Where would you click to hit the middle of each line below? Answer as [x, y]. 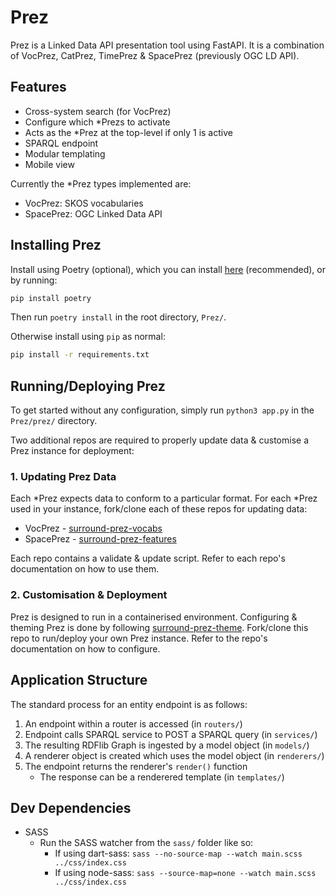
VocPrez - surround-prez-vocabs [93, 528]
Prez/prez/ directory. [54, 421]
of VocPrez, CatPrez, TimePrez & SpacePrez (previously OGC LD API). [155, 55]
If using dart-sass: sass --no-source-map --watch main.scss [178, 853]
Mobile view [49, 164]
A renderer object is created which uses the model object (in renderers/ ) [174, 755]
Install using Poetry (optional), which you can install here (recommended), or [168, 269]
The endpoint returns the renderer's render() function [136, 766]
